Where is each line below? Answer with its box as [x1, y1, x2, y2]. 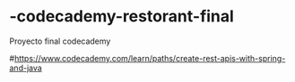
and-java [9, 62, 42, 73]
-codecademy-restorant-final [9, 6, 235, 27]
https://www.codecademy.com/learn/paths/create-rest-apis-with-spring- [13, 53, 286, 63]
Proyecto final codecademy [9, 36, 111, 46]
